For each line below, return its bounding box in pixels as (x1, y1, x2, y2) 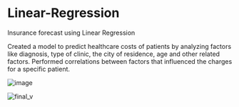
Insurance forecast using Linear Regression (7, 28, 136, 37)
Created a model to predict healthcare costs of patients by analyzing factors (7, 42, 232, 50)
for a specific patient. (7, 64, 70, 73)
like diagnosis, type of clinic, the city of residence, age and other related (7, 50, 220, 58)
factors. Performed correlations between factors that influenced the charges (7, 57, 233, 65)
